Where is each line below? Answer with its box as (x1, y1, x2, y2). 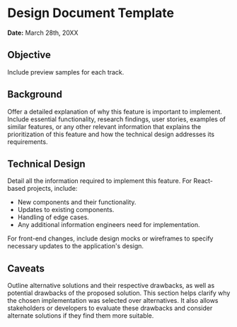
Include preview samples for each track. (7, 67, 125, 76)
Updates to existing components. (17, 206, 115, 214)
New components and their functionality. (17, 198, 137, 206)
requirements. (7, 137, 48, 146)
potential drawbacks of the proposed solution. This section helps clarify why (7, 289, 231, 297)
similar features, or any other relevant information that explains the (7, 122, 202, 131)
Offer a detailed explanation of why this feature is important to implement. (7, 107, 223, 116)
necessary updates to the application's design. (7, 242, 144, 250)
